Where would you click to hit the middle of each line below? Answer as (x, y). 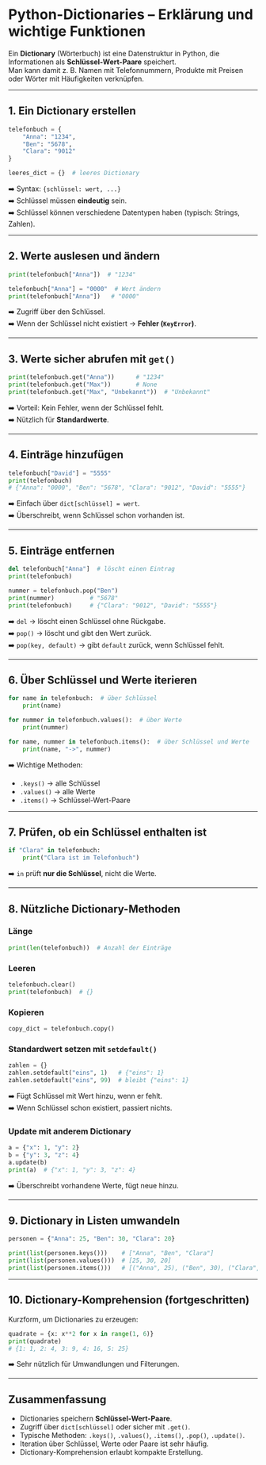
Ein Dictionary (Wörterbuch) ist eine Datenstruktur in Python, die (114, 53)
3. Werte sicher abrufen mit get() (92, 359)
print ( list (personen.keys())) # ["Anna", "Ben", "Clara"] (111, 1253)
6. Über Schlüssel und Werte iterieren (103, 680)
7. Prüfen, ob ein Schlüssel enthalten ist (108, 832)
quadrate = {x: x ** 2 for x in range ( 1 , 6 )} (81, 1333)
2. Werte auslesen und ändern (84, 256)
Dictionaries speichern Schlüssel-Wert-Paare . (96, 1419)
